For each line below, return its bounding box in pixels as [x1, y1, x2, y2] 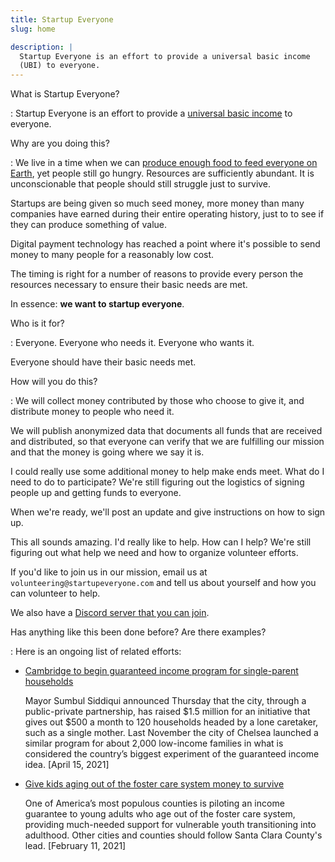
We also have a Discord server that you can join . [10, 607, 210, 619]
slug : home [10, 24, 56, 34]
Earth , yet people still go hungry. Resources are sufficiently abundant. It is [10, 167, 315, 180]
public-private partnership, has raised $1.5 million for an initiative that [24, 706, 311, 718]
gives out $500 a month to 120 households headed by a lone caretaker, [24, 716, 319, 728]
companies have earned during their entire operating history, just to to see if [10, 208, 325, 220]
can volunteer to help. [10, 587, 101, 600]
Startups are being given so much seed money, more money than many [10, 197, 305, 210]
